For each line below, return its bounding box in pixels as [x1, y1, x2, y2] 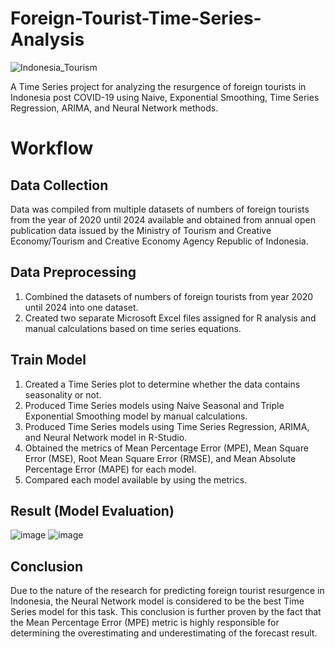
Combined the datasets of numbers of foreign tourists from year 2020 [24, 290, 314, 302]
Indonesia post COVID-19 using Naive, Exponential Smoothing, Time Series [10, 91, 320, 103]
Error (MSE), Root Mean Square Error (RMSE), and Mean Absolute [24, 452, 297, 464]
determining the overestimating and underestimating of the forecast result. [10, 627, 318, 639]
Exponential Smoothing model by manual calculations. [24, 410, 248, 422]
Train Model [10, 352, 87, 369]
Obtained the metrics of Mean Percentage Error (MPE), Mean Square [24, 442, 309, 454]
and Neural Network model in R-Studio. [24, 431, 188, 443]
